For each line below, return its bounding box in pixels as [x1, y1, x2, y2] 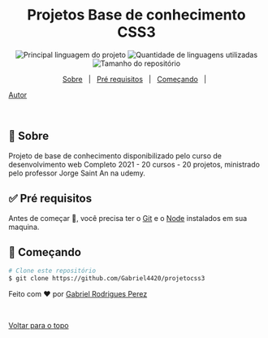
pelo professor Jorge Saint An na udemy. [8, 168, 146, 178]
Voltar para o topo [8, 321, 69, 331]
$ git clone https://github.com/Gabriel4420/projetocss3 [8, 275, 205, 283]
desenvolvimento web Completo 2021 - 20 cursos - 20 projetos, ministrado [8, 159, 260, 169]
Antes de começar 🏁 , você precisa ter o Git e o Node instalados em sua [8, 213, 248, 223]
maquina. [8, 222, 40, 232]
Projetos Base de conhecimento [27, 6, 246, 24]
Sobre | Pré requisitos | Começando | [62, 74, 207, 84]
